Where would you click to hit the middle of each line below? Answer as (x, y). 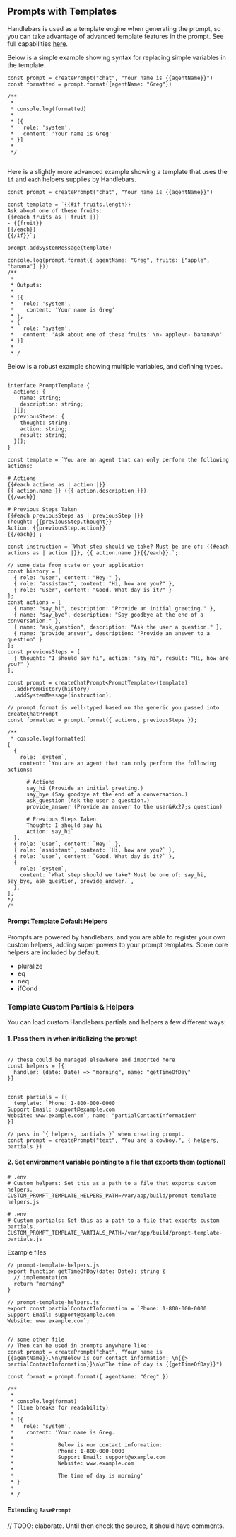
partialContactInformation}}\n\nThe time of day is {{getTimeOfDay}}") (115, 1364)
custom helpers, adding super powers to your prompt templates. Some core (118, 945)
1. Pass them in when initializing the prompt (72, 1038)
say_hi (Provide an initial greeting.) (84, 788)
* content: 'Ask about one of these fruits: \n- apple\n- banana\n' (116, 335)
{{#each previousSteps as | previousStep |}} (75, 515)
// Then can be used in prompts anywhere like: (79, 1345)
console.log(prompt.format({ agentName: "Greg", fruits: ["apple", (109, 260)
